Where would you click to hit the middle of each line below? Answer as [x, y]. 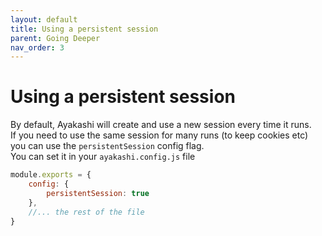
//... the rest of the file [86, 212]
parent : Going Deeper [55, 38]
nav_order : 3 [37, 47]
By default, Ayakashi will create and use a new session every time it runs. [161, 125]
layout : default [44, 19]
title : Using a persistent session [84, 29]
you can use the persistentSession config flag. [107, 146]
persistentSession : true [98, 193]
